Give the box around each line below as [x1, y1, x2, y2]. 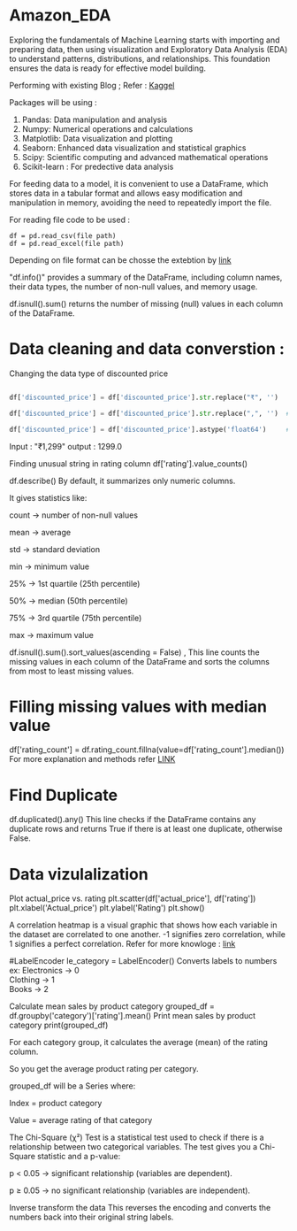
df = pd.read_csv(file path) [9, 231, 117, 240]
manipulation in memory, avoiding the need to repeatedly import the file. [9, 196, 272, 208]
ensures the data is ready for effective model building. [9, 63, 206, 73]
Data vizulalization [9, 864, 148, 884]
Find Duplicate [9, 785, 118, 805]
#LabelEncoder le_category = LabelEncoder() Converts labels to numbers [9, 956, 278, 966]
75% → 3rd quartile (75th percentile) [9, 612, 142, 623]
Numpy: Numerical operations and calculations [21, 123, 194, 134]
